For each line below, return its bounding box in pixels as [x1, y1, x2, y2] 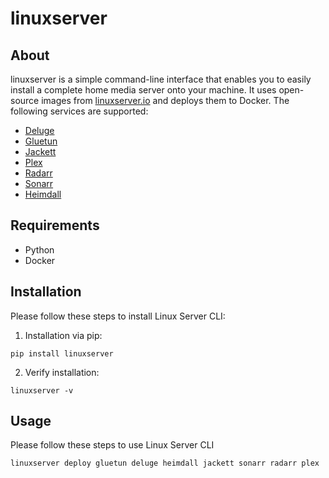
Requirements [10, 217, 100, 234]
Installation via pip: [24, 329, 103, 341]
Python [24, 243, 55, 256]
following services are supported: [10, 105, 149, 117]
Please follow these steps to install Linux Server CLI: [10, 310, 226, 322]
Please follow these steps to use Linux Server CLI [10, 439, 215, 451]
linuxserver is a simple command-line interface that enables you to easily [10, 73, 312, 85]
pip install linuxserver [10, 348, 114, 359]
